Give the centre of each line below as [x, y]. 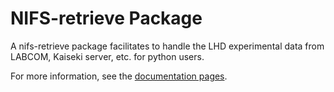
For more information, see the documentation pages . [119, 76]
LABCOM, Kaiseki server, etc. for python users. [107, 56]
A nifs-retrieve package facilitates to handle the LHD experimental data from [167, 46]
